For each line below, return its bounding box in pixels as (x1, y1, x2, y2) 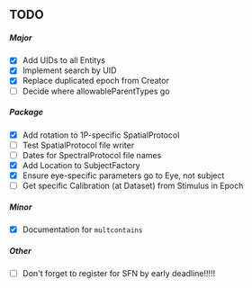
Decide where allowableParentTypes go (22, 85, 170, 96)
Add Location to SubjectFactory (22, 159, 141, 170)
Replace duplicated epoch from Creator (22, 76, 169, 86)
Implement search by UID (22, 65, 117, 76)
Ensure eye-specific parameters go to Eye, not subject (22, 170, 225, 181)
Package (9, 107, 43, 118)
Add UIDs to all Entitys (22, 55, 106, 66)
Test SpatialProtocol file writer (22, 139, 135, 150)
